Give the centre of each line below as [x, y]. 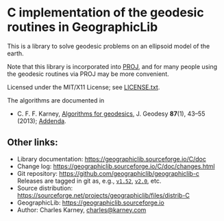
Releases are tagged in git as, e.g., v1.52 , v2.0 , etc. [89, 181]
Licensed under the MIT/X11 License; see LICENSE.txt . [84, 87]
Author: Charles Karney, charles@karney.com [82, 209]
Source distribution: [45, 188]
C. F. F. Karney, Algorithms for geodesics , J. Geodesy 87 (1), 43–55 [111, 114]
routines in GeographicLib [83, 27]
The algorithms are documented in [56, 100]
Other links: [33, 143]
